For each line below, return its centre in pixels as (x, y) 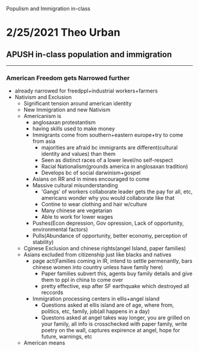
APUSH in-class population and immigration (89, 54)
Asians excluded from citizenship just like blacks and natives (97, 255)
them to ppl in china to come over (82, 280)
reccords (52, 292)
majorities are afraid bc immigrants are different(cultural (109, 148)
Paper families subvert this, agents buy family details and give (117, 274)
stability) (43, 242)
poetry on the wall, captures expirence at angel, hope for (111, 330)
